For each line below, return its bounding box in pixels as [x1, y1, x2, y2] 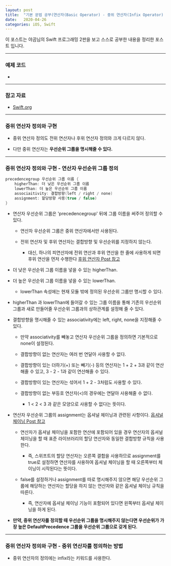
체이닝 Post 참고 [12, 418, 46, 424]
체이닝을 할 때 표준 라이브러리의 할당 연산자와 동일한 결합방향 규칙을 [20, 435, 155, 441]
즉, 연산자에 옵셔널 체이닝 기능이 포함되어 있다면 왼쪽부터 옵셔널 [27, 500, 154, 506]
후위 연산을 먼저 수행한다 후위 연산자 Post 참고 [27, 256, 121, 262]
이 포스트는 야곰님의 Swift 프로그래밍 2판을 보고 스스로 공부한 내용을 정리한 [5, 36, 154, 42]
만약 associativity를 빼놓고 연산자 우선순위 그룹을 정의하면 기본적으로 [20, 333, 158, 340]
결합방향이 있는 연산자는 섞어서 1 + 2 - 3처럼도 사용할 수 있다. [20, 379, 142, 385]
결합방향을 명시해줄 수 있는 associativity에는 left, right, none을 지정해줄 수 [12, 316, 162, 323]
